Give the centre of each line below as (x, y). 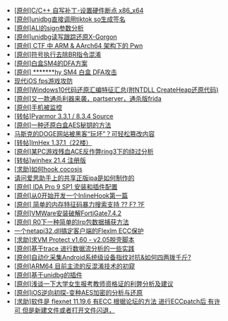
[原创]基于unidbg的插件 (48, 275)
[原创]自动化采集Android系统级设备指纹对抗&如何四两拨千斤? (103, 257)
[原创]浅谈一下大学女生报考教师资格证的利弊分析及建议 (94, 284)
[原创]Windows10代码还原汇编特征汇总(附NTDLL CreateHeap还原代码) (116, 90)
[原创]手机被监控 (38, 107)
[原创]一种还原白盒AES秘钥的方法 (62, 125)
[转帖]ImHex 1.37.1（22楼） (53, 143)
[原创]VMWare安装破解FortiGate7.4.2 (68, 213)
